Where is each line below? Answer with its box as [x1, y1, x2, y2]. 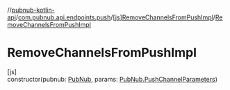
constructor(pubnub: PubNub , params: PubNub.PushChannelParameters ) [7, 75, 217, 83]
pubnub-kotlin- [11, 6, 55, 14]
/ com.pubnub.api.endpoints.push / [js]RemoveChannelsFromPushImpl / [15, 13, 215, 21]
